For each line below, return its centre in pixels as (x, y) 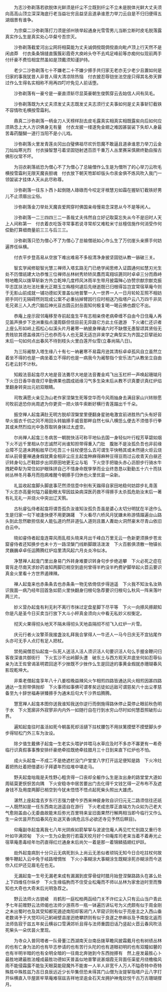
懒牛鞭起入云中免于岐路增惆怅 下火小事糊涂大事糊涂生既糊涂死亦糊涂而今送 (83, 859)
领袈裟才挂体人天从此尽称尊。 (36, 179)
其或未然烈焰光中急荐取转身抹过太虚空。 (46, 427)
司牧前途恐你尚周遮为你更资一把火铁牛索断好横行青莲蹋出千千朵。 (73, 404)
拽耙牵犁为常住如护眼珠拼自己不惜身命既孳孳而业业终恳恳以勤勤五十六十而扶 (83, 469)
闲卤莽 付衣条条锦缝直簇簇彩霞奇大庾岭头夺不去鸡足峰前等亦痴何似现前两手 (83, 53)
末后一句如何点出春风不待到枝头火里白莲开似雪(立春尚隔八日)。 (70, 341)
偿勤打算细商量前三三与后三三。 (38, 230)
